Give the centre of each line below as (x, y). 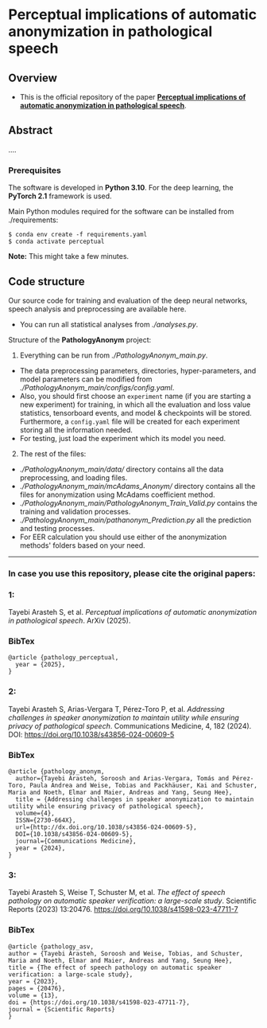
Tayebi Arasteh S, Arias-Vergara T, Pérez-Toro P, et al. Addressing (116, 709)
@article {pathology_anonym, (56, 772)
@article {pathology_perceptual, (64, 658)
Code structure (46, 281)
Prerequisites (35, 170)
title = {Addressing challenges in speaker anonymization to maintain (135, 799)
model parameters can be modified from (86, 379)
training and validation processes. (75, 511)
